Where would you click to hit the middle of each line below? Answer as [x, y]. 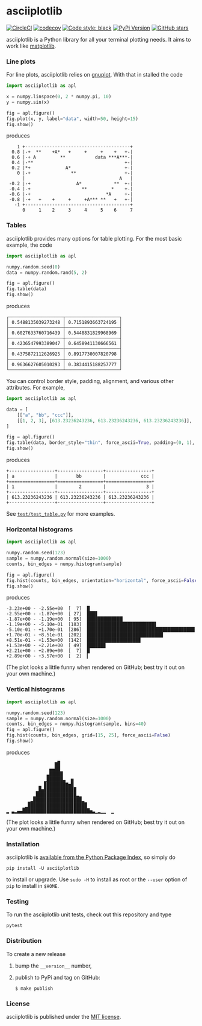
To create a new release [36, 954]
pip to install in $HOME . [32, 886]
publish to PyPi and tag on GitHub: [57, 977]
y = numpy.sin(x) [28, 102]
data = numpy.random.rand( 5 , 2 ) [47, 273]
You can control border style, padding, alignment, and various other [90, 381]
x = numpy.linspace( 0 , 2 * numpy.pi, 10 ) [59, 97]
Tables [16, 226]
